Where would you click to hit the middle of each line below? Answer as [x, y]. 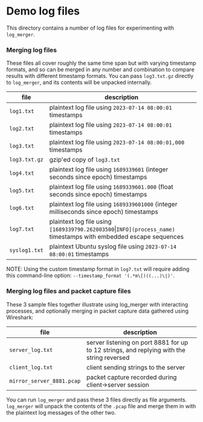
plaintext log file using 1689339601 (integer [109, 169]
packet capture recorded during [132, 377]
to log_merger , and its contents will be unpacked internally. [79, 82]
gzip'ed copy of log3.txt [85, 160]
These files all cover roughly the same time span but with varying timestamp [101, 63]
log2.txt [22, 129]
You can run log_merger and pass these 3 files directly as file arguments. [97, 400]
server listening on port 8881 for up [137, 342]
